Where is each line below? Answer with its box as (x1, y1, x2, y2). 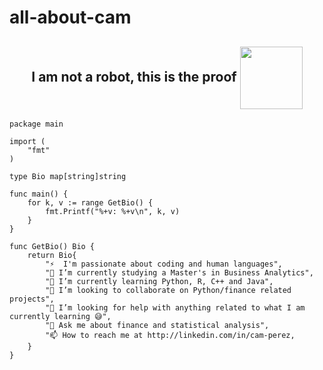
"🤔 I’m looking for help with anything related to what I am (45, 303, 306, 313)
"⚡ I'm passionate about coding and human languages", (45, 259, 283, 269)
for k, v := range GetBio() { (27, 198, 154, 208)
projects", (9, 294, 55, 304)
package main (9, 119, 64, 129)
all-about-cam (9, 6, 132, 29)
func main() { (9, 189, 69, 199)
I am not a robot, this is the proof (31, 68, 237, 85)
